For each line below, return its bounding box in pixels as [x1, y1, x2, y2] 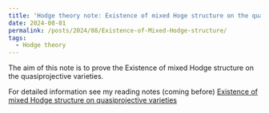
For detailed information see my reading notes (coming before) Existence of [8, 87, 259, 96]
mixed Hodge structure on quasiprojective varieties [8, 95, 178, 105]
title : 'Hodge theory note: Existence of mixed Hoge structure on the [8, 11, 249, 20]
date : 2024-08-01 [8, 19, 66, 27]
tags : [8, 33, 26, 42]
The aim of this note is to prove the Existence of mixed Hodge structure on [8, 63, 255, 72]
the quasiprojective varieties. [8, 72, 104, 81]
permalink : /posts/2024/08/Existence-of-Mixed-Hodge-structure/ [8, 26, 227, 34]
